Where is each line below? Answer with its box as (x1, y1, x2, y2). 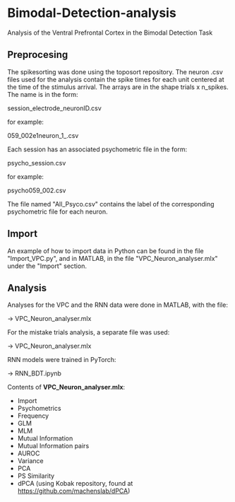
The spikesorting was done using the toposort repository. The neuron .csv (7, 67, 224, 76)
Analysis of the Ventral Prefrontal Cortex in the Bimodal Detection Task (7, 28, 213, 37)
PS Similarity (17, 472, 55, 480)
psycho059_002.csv (7, 186, 66, 194)
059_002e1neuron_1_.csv (7, 131, 79, 139)
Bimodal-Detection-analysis (7, 5, 176, 21)
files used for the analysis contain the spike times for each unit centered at (7, 75, 224, 83)
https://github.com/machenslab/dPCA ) (17, 486, 131, 496)
